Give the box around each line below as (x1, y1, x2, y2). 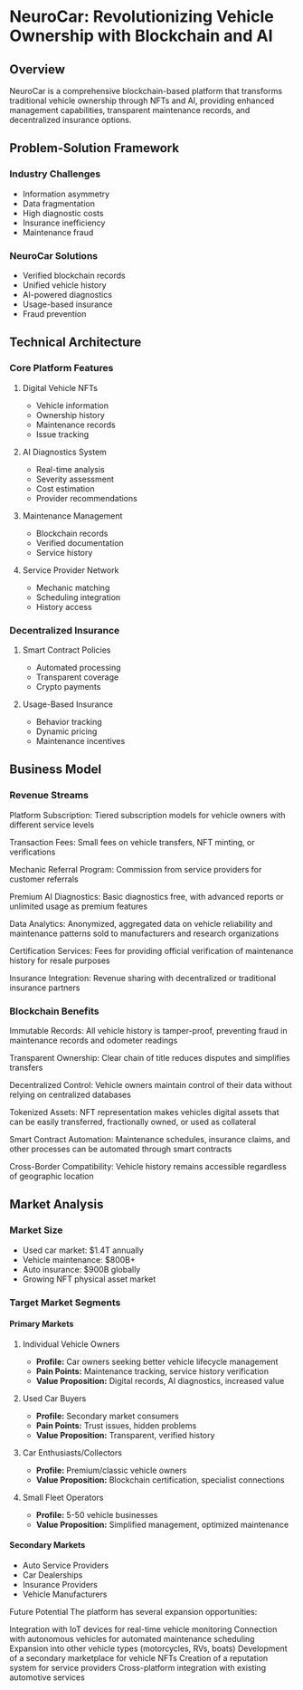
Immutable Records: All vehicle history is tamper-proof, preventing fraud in (9, 1025, 288, 1036)
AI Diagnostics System (22, 446, 107, 457)
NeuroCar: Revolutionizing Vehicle (9, 6, 274, 27)
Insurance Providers (22, 1579, 98, 1590)
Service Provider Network (22, 564, 119, 576)
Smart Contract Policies (22, 644, 111, 655)
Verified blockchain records (22, 270, 127, 281)
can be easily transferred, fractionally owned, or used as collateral (9, 1116, 256, 1127)
